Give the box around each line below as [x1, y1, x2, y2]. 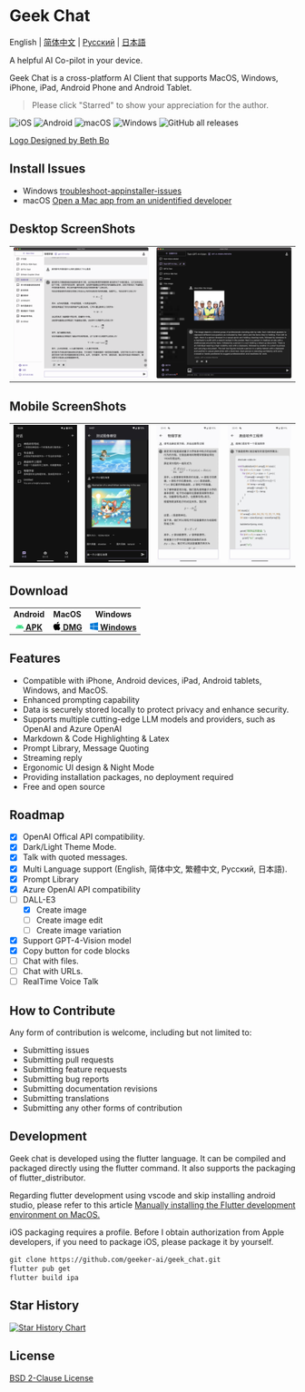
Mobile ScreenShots [9, 399, 127, 414]
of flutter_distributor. [9, 1172, 86, 1183]
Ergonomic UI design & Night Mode [22, 762, 154, 773]
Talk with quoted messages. [22, 852, 128, 863]
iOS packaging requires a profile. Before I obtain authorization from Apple [9, 1227, 284, 1238]
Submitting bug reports [22, 1073, 110, 1085]
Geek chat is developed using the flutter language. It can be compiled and [9, 1152, 286, 1163]
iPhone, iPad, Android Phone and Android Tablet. [9, 82, 192, 93]
